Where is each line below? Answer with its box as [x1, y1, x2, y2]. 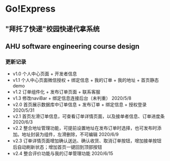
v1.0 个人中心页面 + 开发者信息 [12, 71, 77, 77]
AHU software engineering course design [5, 42, 140, 51]
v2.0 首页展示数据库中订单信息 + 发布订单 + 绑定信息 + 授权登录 [12, 102, 147, 108]
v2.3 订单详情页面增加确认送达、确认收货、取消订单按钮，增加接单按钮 [12, 138, 162, 144]
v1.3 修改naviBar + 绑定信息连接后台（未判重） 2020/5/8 [12, 95, 131, 102]
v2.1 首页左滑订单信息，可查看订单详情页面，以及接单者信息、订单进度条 [12, 113, 165, 119]
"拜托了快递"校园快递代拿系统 [5, 24, 100, 33]
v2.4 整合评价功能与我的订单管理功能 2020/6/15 [12, 150, 114, 156]
